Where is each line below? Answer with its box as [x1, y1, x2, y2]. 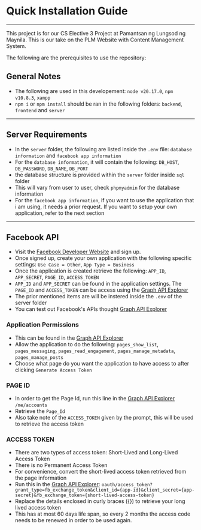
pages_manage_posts [14, 354, 64, 361]
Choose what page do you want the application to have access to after [14, 360, 190, 367]
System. [6, 42, 27, 49]
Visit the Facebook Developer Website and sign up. [14, 248, 141, 256]
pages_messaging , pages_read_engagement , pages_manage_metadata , [14, 347, 175, 354]
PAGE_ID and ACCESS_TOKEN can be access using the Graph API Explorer [14, 286, 188, 294]
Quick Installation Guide [6, 4, 128, 18]
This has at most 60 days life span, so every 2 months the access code [14, 510, 191, 517]
